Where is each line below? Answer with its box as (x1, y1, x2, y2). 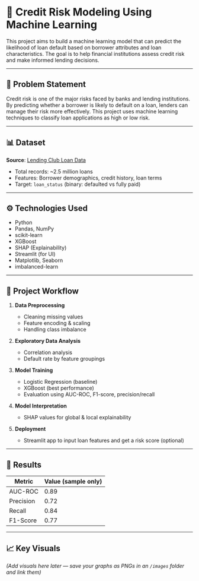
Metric (14, 478, 34, 485)
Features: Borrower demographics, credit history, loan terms (14, 174, 162, 181)
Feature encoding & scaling (23, 320, 91, 327)
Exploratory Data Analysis (14, 337, 81, 345)
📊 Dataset (6, 138, 46, 148)
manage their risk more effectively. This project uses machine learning (6, 108, 178, 115)
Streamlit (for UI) (14, 251, 56, 258)
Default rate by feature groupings (23, 355, 105, 362)
